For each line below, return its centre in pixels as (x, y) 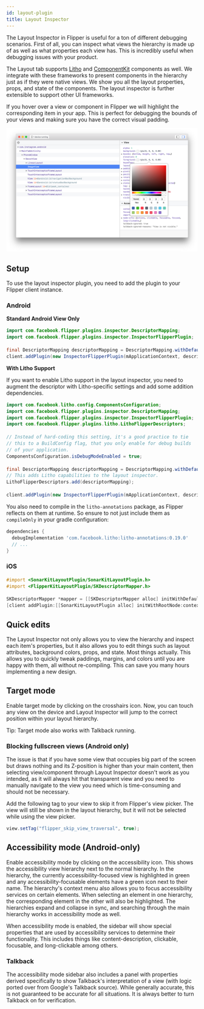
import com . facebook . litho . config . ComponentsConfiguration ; (84, 405)
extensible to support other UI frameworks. (60, 95)
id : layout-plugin (29, 13)
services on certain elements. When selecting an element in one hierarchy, (100, 894)
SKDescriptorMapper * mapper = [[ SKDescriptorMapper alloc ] (83, 599)
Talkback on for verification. (41, 1000)
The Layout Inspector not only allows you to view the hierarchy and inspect (100, 639)
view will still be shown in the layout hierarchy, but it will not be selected (96, 810)
